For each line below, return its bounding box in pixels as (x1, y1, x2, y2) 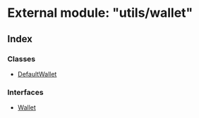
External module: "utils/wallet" (7, 5, 193, 21)
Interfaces (7, 87, 44, 97)
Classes (7, 54, 36, 64)
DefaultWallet (17, 70, 57, 78)
